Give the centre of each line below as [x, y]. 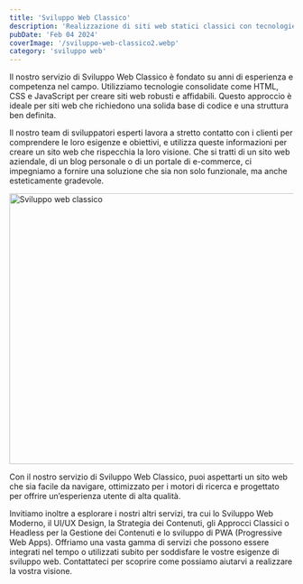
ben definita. [33, 116]
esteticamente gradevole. [57, 181]
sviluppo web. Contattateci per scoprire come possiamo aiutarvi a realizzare [151, 561]
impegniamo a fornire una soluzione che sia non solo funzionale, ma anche [148, 171]
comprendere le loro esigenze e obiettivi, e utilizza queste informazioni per [148, 143]
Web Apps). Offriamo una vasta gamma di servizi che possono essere [139, 542]
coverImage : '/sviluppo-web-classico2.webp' [94, 43]
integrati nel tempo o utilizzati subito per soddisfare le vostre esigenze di [144, 552]
